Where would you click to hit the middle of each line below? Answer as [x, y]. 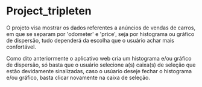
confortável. [21, 47]
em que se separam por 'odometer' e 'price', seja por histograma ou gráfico [100, 34]
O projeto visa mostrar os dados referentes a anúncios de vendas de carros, [101, 28]
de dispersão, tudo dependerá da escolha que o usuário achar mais [90, 40]
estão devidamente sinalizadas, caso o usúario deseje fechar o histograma [99, 71]
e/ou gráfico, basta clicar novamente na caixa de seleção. [78, 77]
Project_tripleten [49, 11]
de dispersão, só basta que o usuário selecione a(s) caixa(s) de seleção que [101, 65]
